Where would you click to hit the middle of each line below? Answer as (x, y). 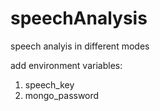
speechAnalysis (79, 18)
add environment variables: (66, 65)
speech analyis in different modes (80, 46)
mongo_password (62, 95)
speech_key (49, 84)
